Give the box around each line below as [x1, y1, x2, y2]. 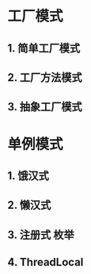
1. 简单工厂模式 [7, 41, 81, 55]
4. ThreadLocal [7, 256, 84, 269]
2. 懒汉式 [7, 199, 51, 212]
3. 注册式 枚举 [7, 228, 74, 241]
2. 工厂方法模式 [7, 71, 82, 84]
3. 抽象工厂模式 [7, 100, 82, 114]
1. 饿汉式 [7, 168, 49, 183]
